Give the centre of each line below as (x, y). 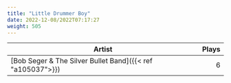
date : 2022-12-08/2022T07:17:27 (53, 20)
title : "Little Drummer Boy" (49, 13)
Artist (103, 49)
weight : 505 (24, 26)
